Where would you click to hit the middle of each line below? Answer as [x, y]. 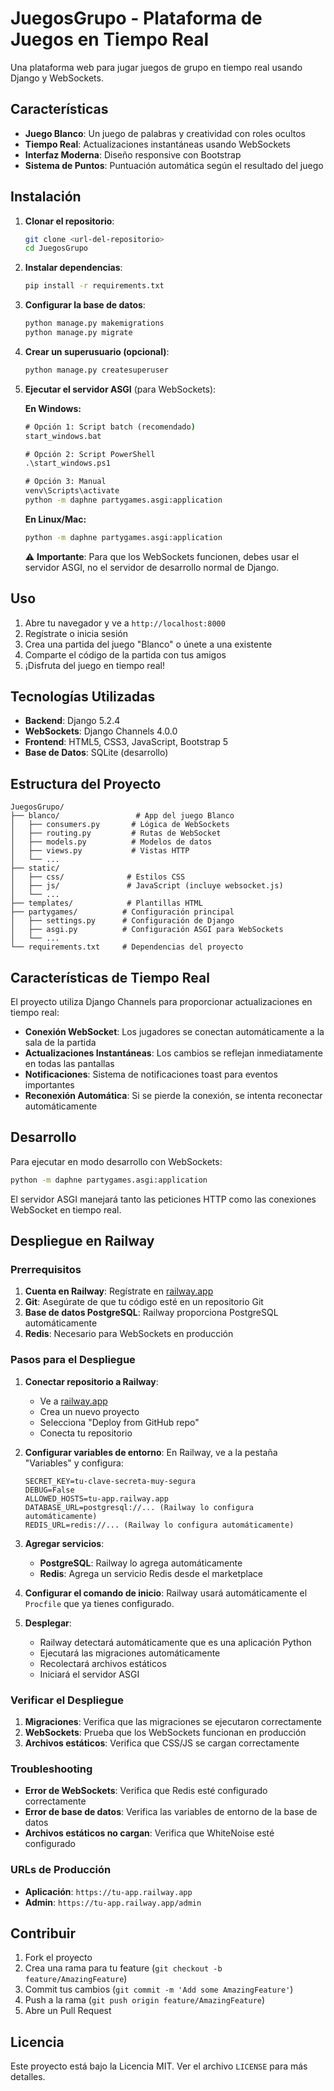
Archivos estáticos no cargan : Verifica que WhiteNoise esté [149, 1833]
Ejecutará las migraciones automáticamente [130, 1653]
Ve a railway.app [73, 1401]
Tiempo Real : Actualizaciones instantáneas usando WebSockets [157, 144]
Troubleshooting [51, 1769]
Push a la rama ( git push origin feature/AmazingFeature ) [145, 2000]
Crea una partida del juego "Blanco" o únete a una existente [148, 644]
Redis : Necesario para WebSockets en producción [129, 1334]
